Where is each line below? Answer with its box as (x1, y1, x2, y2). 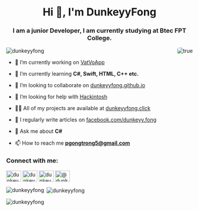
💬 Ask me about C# (14, 127, 63, 135)
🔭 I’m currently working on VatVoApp (14, 59, 105, 66)
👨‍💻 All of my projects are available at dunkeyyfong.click (14, 105, 151, 112)
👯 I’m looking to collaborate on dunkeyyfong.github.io (14, 82, 146, 89)
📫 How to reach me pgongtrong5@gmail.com (14, 139, 130, 147)
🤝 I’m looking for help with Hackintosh (14, 93, 108, 100)
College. (86, 34, 113, 42)
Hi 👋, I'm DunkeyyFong (42, 5, 157, 19)
